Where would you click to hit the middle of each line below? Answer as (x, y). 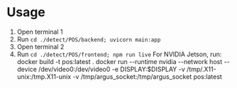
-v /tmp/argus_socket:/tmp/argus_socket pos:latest (148, 76)
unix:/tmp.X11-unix (44, 76)
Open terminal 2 (40, 46)
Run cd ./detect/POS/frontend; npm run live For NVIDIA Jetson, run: (119, 54)
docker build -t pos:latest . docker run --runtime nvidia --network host (120, 61)
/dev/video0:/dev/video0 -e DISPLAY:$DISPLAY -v (111, 69)
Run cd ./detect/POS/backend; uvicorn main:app (89, 39)
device (27, 69)
